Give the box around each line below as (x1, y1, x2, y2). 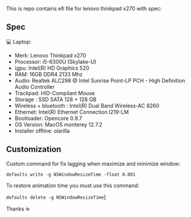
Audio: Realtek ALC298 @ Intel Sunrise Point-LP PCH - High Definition (14, 77, 186, 84)
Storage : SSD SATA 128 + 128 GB (14, 96, 97, 103)
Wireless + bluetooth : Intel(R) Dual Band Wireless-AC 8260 (14, 102, 160, 109)
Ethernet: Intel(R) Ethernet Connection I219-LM (14, 108, 129, 115)
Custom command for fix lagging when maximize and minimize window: (6, 160, 181, 167)
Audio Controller (14, 83, 55, 90)
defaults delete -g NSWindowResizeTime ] (6, 193, 106, 200)
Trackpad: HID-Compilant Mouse (14, 89, 95, 96)
